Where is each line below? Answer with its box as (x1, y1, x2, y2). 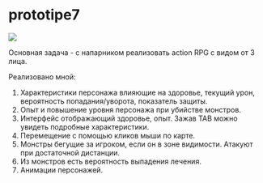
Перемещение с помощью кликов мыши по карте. (19, 130, 196, 140)
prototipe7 (8, 6, 81, 24)
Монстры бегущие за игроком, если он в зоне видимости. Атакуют (19, 139, 253, 149)
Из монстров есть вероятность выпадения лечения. (19, 156, 202, 166)
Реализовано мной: (8, 71, 76, 82)
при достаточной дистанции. (19, 147, 120, 157)
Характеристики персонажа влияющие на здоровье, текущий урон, (19, 87, 255, 97)
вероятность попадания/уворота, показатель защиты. (19, 96, 208, 106)
